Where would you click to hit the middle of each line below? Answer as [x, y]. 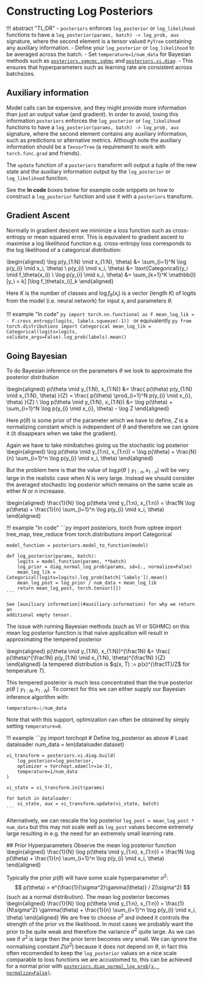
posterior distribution [33, 377]
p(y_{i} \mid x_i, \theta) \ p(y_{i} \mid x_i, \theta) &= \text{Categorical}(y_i [97, 268]
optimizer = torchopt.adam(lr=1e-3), [65, 766]
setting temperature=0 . [34, 726]
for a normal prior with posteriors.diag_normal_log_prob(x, [81, 966]
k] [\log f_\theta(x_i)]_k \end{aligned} [67, 281]
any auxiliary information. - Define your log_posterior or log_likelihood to [100, 48]
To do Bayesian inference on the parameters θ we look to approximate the [99, 371]
